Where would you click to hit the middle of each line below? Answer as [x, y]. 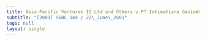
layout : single [26, 29]
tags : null [20, 23]
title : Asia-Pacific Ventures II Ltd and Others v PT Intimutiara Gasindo [104, 12]
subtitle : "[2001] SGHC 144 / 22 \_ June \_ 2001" [67, 17]
